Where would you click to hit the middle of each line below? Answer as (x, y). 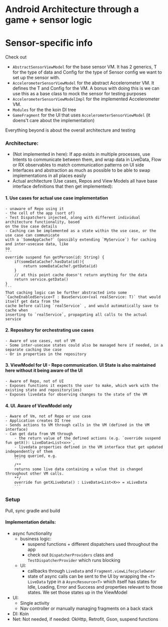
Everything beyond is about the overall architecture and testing (70, 130)
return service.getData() (41, 279)
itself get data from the (32, 301)
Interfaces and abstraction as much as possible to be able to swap (81, 170)
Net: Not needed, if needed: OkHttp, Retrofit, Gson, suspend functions (85, 619)
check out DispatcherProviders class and (70, 555)
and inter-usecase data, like (37, 244)
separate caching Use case (33, 350)
